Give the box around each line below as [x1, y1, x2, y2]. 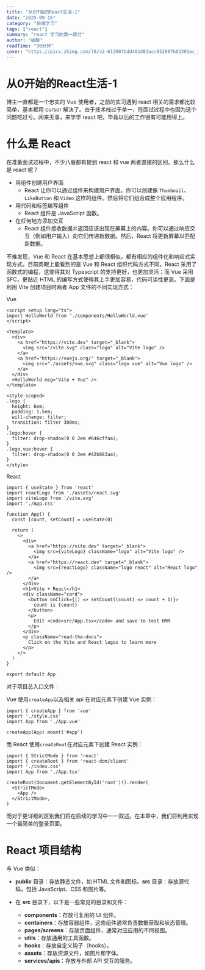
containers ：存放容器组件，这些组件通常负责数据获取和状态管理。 [24, 919, 192, 926]
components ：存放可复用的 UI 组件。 [24, 911, 120, 918]
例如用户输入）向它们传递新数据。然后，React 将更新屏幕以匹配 [35, 232, 196, 240]
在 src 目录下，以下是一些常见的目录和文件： [15, 898, 129, 905]
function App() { [6, 511, 51, 517]
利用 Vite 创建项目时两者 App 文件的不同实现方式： [6, 283, 134, 290]
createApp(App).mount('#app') [6, 729, 84, 735]
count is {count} [33, 602, 78, 608]
